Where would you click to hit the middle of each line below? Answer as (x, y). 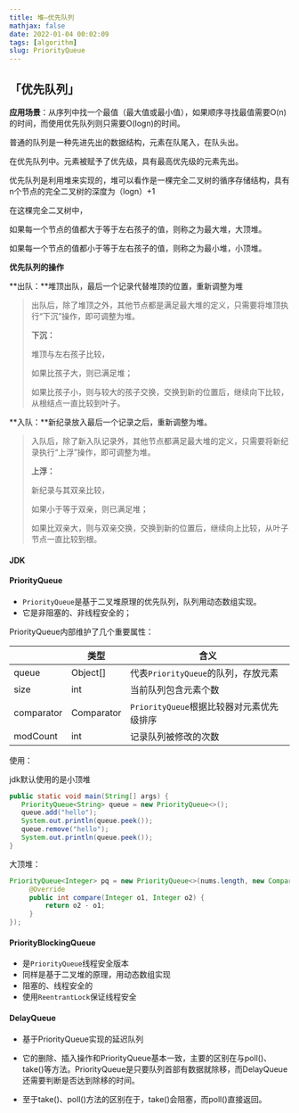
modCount (36, 736)
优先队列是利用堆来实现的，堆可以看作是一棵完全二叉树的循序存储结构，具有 (149, 180)
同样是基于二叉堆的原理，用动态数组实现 (96, 975)
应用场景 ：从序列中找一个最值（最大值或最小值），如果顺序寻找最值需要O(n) (148, 111)
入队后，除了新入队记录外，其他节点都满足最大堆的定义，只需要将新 (156, 441)
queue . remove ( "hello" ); (65, 829)
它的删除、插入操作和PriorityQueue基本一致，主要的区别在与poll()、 (146, 1058)
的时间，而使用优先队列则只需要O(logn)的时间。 (97, 123)
